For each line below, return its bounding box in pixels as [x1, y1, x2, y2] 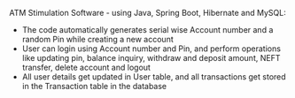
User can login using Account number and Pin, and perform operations [21, 43, 282, 54]
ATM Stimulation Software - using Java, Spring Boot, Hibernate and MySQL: [9, 8, 286, 18]
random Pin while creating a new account [21, 34, 175, 44]
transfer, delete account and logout [21, 62, 151, 72]
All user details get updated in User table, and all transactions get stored [21, 72, 286, 82]
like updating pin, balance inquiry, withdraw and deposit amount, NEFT [21, 53, 281, 63]
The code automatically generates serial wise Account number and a [21, 25, 274, 34]
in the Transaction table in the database [21, 81, 167, 91]
